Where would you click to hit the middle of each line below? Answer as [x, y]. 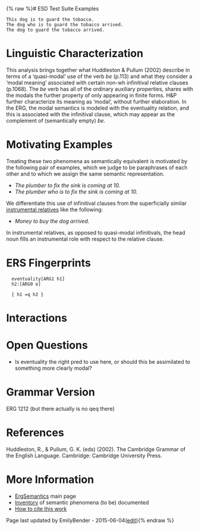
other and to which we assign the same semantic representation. [85, 174]
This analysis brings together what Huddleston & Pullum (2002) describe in [98, 70]
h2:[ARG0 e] [26, 284]
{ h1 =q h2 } [28, 294]
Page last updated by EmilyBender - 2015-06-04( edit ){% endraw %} [90, 520]
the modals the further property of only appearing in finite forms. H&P [91, 95]
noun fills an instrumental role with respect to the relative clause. [85, 239]
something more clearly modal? [53, 368]
